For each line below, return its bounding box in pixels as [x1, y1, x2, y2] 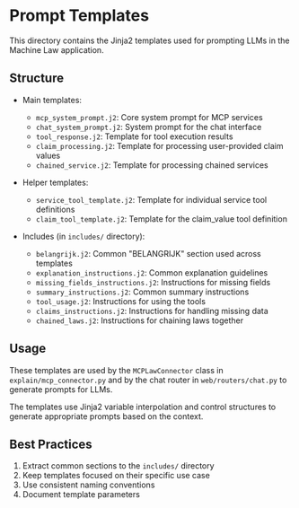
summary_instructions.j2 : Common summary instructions [35, 286, 250, 297]
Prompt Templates [9, 5, 150, 26]
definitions [35, 204, 75, 215]
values [35, 150, 61, 161]
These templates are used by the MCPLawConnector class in [9, 364, 224, 375]
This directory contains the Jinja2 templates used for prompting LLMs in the [9, 35, 290, 46]
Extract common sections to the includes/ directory [22, 460, 215, 471]
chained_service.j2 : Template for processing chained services [35, 159, 268, 171]
